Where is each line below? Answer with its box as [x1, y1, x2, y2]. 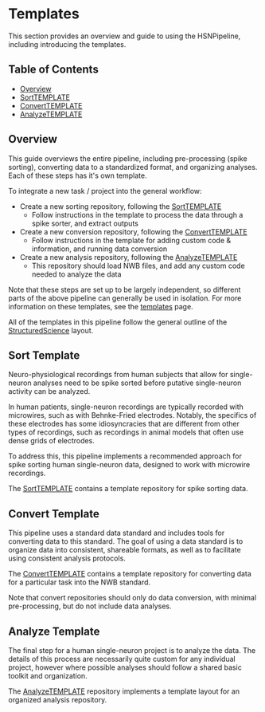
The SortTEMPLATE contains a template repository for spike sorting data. [8, 484, 248, 494]
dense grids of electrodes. [8, 436, 95, 446]
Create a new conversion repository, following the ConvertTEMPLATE [19, 226, 248, 236]
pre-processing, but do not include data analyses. [8, 601, 173, 611]
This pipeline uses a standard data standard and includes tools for [8, 528, 225, 538]
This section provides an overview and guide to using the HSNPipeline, [8, 31, 241, 41]
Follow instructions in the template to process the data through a [31, 210, 244, 219]
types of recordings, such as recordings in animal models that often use [8, 427, 244, 437]
